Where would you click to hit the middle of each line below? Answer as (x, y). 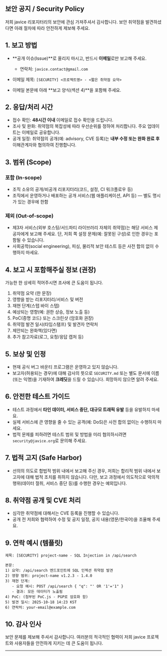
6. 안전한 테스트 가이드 (38, 396)
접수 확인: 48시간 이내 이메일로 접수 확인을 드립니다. (63, 120)
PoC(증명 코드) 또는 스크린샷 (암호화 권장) (53, 318)
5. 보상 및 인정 (26, 354)
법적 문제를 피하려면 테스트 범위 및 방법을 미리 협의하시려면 (69, 434)
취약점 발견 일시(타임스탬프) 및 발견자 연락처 (55, 325)
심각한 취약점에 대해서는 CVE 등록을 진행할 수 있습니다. (66, 513)
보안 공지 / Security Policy (45, 9)
